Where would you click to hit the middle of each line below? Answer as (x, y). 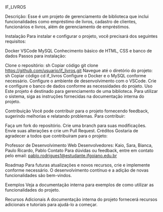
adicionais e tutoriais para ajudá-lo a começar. (51, 204)
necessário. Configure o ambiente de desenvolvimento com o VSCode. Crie (81, 81)
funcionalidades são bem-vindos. (38, 175)
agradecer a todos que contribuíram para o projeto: (56, 136)
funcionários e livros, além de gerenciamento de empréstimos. (67, 27)
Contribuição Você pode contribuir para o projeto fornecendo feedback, (77, 111)
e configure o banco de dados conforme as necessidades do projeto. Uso (79, 86)
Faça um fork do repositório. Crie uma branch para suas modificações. (76, 125)
